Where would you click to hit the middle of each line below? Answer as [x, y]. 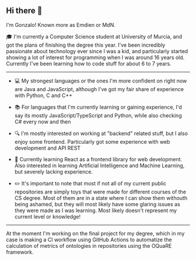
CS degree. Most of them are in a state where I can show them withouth [101, 198]
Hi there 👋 [24, 11]
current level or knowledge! [47, 216]
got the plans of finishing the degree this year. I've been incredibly [86, 45]
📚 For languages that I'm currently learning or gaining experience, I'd [98, 107]
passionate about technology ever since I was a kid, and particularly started [97, 51]
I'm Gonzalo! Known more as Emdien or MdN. [61, 25]
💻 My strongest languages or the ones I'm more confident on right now [101, 81]
